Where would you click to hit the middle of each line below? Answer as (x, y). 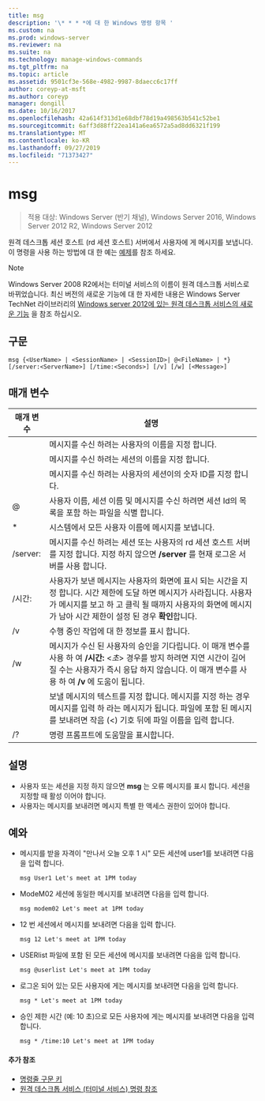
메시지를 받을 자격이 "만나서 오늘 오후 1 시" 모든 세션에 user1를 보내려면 (129, 854)
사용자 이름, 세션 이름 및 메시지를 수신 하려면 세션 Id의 (144, 500)
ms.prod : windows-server (49, 38)
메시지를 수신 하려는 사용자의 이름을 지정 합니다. (133, 444)
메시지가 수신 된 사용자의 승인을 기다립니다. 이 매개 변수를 (150, 646)
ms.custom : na (32, 30)
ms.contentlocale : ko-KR (49, 140)
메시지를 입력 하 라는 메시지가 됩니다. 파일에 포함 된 (139, 708)
